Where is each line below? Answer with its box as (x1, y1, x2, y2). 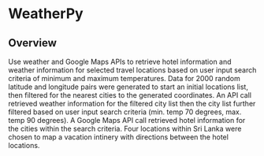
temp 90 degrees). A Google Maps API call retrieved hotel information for (8, 116, 246, 124)
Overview (8, 36, 58, 50)
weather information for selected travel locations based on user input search (8, 65, 257, 75)
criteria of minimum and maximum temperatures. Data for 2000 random (8, 74, 240, 83)
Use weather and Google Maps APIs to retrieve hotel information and (8, 57, 232, 66)
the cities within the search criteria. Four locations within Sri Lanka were (8, 124, 242, 133)
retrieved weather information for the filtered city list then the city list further (8, 99, 256, 108)
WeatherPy (8, 5, 84, 23)
